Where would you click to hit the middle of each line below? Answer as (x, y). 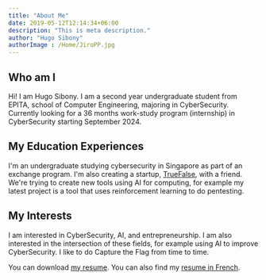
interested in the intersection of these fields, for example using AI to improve (133, 244)
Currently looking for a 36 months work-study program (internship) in (122, 113)
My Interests (40, 216)
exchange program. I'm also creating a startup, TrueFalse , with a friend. (125, 174)
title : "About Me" (39, 15)
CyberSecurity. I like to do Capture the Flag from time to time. (109, 251)
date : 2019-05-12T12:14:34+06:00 (64, 23)
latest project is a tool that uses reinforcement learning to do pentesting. (126, 190)
